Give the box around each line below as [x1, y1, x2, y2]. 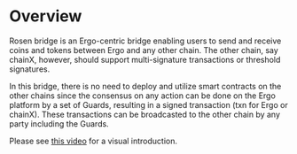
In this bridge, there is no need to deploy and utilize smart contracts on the [9, 81, 282, 91]
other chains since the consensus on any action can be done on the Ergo [9, 90, 277, 101]
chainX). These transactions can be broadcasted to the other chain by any [9, 109, 281, 119]
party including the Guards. [9, 118, 109, 129]
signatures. [9, 64, 51, 74]
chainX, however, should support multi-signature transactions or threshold [9, 54, 281, 65]
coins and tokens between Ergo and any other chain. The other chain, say [9, 44, 279, 55]
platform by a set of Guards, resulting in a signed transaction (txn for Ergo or [9, 99, 288, 110]
